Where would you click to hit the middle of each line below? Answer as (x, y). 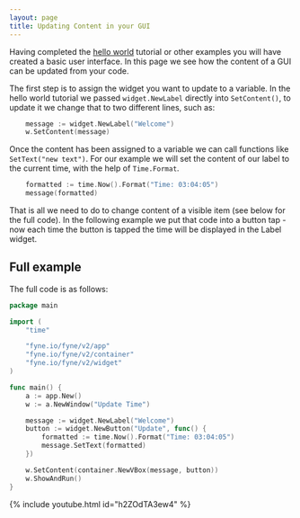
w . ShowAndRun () (54, 478)
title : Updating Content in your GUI (80, 26)
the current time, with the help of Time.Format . (94, 168)
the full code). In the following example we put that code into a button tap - (148, 220)
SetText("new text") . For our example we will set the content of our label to (150, 159)
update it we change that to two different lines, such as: (112, 107)
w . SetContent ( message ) (68, 132)
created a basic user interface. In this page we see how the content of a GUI (150, 61)
